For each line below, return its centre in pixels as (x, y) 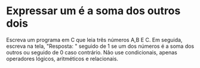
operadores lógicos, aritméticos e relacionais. (62, 59)
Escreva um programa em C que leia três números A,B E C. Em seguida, (94, 40)
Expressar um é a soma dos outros (93, 11)
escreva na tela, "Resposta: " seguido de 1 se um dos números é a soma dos (100, 46)
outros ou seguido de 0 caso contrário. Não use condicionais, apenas (92, 52)
